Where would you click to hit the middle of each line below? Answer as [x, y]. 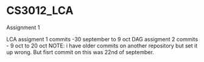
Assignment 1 [23, 27]
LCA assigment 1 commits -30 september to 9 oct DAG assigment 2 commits [102, 39]
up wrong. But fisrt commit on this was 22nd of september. [80, 52]
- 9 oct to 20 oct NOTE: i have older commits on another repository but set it [102, 46]
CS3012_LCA [40, 11]
